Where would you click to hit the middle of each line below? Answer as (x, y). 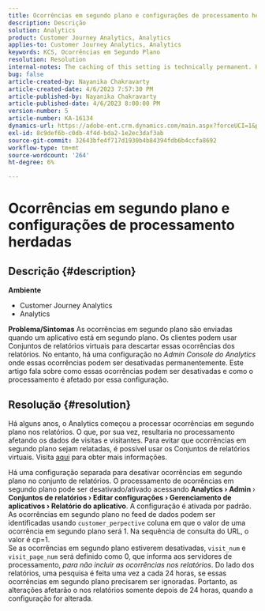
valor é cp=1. (29, 539)
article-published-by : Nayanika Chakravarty (82, 96)
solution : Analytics (42, 30)
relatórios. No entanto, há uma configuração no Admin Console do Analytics (132, 355)
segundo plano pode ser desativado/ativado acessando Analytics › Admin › (132, 489)
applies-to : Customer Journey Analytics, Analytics (95, 45)
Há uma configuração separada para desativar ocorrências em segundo (125, 472)
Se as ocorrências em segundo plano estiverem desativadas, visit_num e (127, 548)
